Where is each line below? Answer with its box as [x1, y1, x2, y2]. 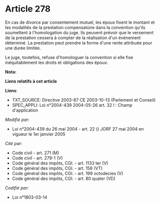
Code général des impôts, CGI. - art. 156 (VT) [12, 165, 103, 171]
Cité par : [5, 140, 23, 146]
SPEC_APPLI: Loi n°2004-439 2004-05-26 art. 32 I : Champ [12, 102, 132, 108]
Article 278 [5, 3, 51, 15]
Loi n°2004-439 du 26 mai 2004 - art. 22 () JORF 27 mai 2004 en [12, 126, 144, 131]
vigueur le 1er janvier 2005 [12, 131, 65, 137]
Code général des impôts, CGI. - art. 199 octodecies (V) [12, 170, 124, 176]
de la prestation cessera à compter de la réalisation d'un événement [5, 35, 141, 41]
